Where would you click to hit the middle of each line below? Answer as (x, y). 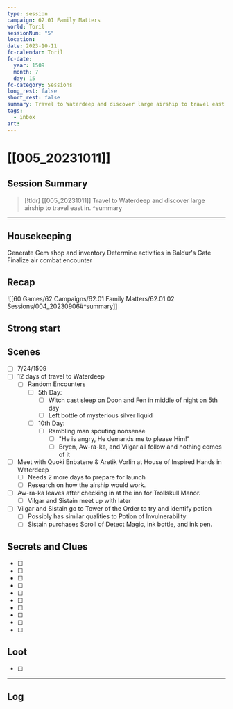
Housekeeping (39, 236)
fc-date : (20, 59)
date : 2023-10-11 (32, 46)
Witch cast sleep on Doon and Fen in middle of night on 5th (133, 400)
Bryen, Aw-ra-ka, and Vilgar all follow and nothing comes (140, 447)
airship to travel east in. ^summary (73, 208)
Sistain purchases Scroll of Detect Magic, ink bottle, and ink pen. (120, 524)
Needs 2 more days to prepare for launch (86, 477)
